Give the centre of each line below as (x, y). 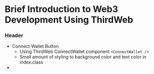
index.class (31, 62)
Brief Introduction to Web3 (62, 9)
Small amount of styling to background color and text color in (83, 57)
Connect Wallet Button (35, 46)
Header (14, 35)
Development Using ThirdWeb (69, 20)
